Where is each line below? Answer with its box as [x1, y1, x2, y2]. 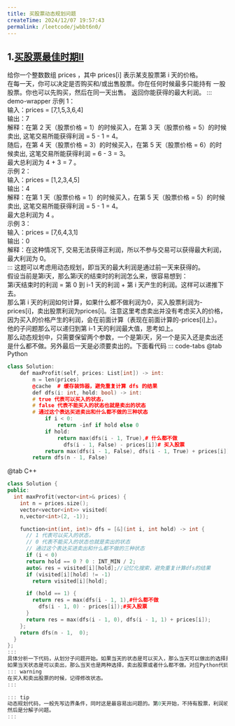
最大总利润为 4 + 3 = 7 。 [7, 158, 80, 166]
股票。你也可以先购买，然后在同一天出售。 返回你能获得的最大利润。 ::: [7, 88, 212, 97]
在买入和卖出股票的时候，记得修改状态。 [7, 674, 106, 682]
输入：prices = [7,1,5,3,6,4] [7, 106, 84, 114]
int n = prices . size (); [20, 499, 90, 507]
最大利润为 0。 [7, 255, 50, 263]
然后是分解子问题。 [7, 707, 55, 714]
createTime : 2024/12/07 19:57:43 [7, 17, 105, 24]
